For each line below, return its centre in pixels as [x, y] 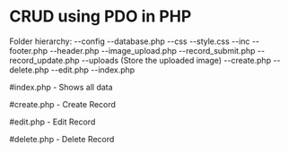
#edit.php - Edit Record [52, 122]
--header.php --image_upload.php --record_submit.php [152, 50]
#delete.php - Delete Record [62, 139]
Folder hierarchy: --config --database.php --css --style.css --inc [130, 41]
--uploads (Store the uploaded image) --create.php [176, 60]
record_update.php [44, 60]
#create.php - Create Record [63, 104]
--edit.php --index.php [93, 70]
